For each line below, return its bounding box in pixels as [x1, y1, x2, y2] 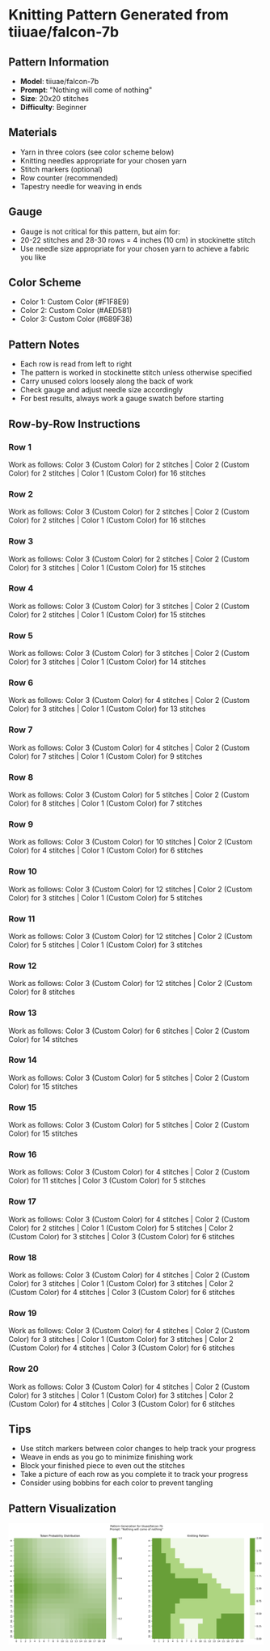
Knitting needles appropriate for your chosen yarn [19, 155, 188, 165]
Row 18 [8, 1251, 37, 1263]
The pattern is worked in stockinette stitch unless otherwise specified [19, 368, 252, 378]
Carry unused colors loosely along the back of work [19, 376, 194, 386]
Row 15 [8, 1102, 37, 1113]
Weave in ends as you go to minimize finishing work [19, 1452, 194, 1462]
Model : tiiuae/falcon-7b [19, 77, 99, 86]
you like [19, 252, 47, 262]
